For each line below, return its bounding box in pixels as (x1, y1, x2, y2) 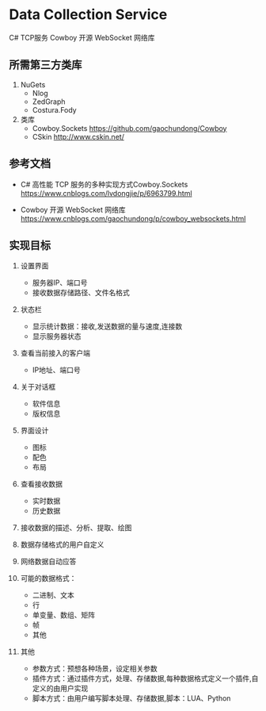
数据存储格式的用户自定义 (20, 540, 104, 549)
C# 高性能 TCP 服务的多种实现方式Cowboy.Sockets (20, 179, 188, 189)
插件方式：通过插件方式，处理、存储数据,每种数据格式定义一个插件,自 (32, 674, 259, 683)
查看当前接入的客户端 (20, 348, 90, 358)
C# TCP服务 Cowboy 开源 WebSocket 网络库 (9, 33, 155, 42)
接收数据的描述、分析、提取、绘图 (20, 523, 132, 532)
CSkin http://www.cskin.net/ (32, 132, 125, 141)
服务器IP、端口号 (32, 278, 88, 287)
